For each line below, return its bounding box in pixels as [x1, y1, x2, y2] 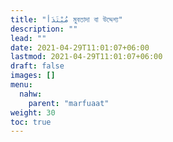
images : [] [10, 71, 56, 81]
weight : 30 [10, 107, 56, 118]
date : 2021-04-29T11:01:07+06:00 [10, 42, 150, 53]
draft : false [10, 61, 65, 71]
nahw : [19, 89, 43, 99]
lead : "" [10, 33, 47, 43]
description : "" [10, 24, 78, 34]
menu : [10, 80, 33, 90]
